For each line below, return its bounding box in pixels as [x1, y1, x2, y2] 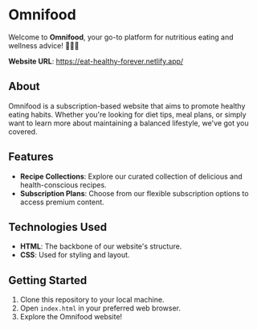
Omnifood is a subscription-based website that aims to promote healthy [8, 101, 246, 110]
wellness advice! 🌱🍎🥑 [8, 40, 80, 50]
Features [8, 150, 54, 164]
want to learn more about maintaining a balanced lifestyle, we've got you [8, 118, 249, 128]
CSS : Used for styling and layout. [19, 250, 130, 260]
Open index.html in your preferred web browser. [19, 303, 182, 313]
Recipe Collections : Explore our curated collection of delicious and [19, 171, 243, 181]
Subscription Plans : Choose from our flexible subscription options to [19, 188, 249, 198]
